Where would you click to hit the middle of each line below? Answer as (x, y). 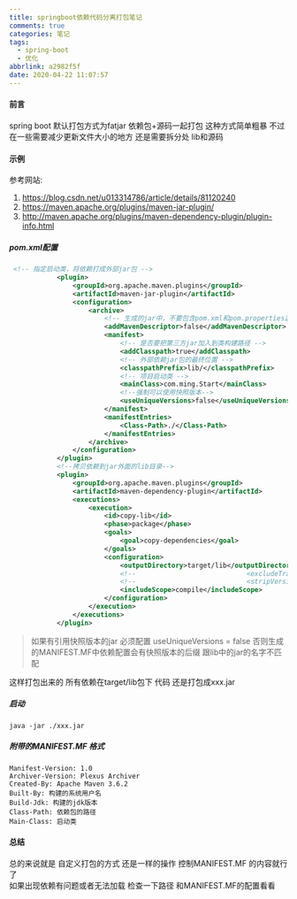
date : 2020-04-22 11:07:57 (59, 75)
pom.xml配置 (34, 247)
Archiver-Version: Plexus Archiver (75, 776)
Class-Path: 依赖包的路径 (53, 812)
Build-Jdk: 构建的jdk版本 (53, 803)
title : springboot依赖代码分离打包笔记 (76, 17)
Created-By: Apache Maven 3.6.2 (69, 784)
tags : (19, 42)
